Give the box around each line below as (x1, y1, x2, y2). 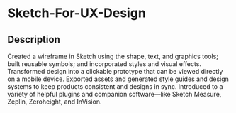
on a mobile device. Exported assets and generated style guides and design (7, 75, 229, 83)
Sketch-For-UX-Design (7, 5, 147, 21)
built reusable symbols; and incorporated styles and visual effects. (7, 60, 202, 68)
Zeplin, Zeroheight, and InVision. (7, 97, 102, 106)
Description (7, 33, 60, 45)
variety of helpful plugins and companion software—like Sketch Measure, (7, 90, 222, 98)
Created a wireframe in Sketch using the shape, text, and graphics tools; (7, 52, 218, 60)
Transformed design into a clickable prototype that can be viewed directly (7, 68, 223, 75)
